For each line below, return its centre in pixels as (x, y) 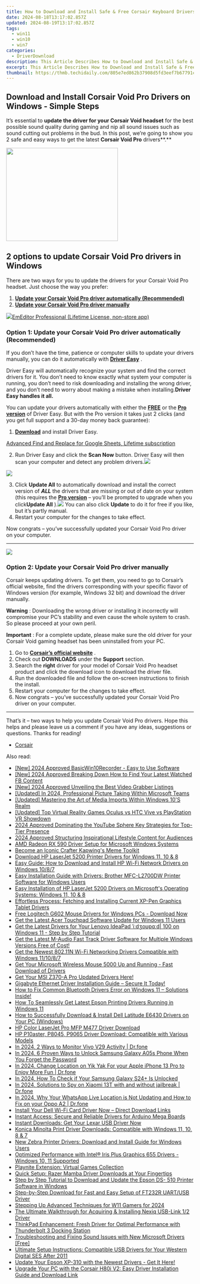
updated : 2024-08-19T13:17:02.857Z (50, 23)
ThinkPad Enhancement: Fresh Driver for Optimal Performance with (97, 1224)
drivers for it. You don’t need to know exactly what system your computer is (99, 377)
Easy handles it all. (30, 396)
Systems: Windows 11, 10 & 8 (50, 895)
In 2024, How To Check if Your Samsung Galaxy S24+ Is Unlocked (96, 1079)
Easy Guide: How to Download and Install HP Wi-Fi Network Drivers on (101, 863)
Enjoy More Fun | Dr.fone (45, 1072)
